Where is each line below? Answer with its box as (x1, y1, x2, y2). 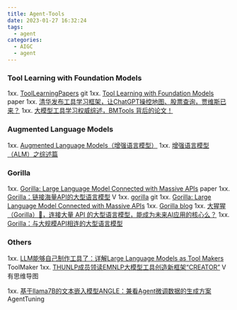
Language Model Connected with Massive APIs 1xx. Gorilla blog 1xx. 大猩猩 (7, 201, 226, 210)
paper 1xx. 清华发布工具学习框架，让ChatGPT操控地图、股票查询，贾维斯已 (7, 97, 226, 106)
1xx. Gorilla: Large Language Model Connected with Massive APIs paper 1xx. (7, 184, 230, 193)
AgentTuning (7, 294, 45, 304)
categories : (7, 37, 42, 44)
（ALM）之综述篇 (7, 150, 59, 159)
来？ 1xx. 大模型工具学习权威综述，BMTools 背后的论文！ (7, 107, 173, 115)
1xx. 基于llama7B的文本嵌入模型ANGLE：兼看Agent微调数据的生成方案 (7, 287, 212, 295)
